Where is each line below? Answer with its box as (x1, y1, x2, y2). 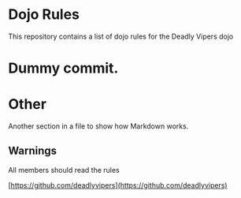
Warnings (8, 144, 57, 158)
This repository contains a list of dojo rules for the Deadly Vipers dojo (8, 32, 234, 41)
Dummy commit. (8, 59, 119, 77)
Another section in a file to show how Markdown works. (8, 121, 189, 131)
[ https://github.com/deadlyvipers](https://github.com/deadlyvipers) (8, 180, 228, 190)
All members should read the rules (8, 165, 120, 174)
